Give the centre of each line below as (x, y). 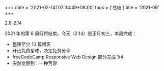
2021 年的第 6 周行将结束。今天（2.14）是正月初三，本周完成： (71, 33)
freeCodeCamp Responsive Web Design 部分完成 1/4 (67, 57)
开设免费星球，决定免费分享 (41, 50)
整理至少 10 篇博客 (32, 44)
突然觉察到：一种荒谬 (34, 63)
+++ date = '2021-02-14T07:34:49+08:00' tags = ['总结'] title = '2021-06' (82, 7)
